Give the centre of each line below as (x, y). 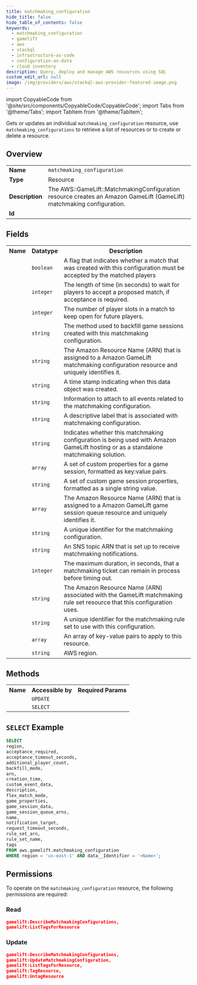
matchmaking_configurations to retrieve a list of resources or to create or (94, 129)
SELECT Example (35, 727)
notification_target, (33, 823)
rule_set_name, (25, 839)
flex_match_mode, (27, 796)
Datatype (45, 251)
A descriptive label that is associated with (121, 415)
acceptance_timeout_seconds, (42, 757)
